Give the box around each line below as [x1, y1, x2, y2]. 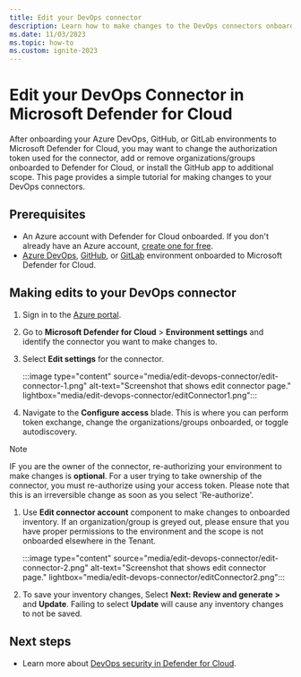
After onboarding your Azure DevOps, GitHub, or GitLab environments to [9, 133, 277, 144]
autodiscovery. [21, 426, 78, 437]
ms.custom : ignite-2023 [9, 47, 99, 56]
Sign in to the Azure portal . [21, 309, 122, 320]
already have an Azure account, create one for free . [21, 240, 214, 251]
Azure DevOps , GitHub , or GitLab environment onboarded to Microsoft [21, 250, 282, 261]
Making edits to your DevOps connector [9, 286, 236, 301]
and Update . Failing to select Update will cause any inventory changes [21, 598, 284, 609]
